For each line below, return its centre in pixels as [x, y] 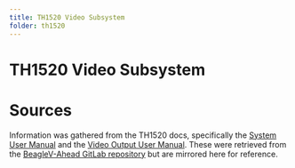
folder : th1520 [37, 26]
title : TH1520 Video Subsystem [67, 17]
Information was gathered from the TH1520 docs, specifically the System [143, 135]
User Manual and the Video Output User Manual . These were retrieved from [148, 144]
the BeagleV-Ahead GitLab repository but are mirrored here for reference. [144, 154]
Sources [41, 110]
